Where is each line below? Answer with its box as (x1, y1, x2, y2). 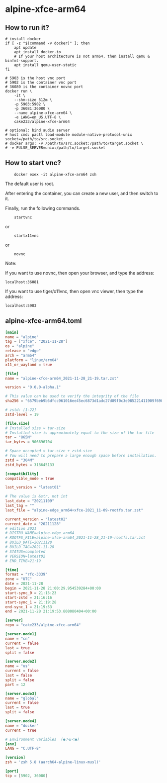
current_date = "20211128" (5, 521, 61, 526)
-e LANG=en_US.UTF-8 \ (14, 115, 61, 120)
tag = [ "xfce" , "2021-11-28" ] (5, 339, 68, 344)
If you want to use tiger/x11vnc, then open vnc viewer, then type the (5, 288, 144, 294)
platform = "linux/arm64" (5, 357, 59, 363)
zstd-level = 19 (5, 412, 39, 417)
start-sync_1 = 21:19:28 (5, 599, 57, 605)
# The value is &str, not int (5, 494, 68, 499)
